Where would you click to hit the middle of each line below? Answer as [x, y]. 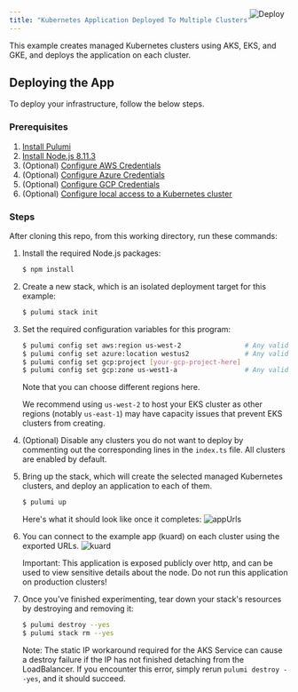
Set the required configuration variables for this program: [126, 329]
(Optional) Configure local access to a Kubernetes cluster [127, 194]
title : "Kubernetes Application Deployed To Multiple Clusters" [130, 20]
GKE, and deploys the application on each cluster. [100, 55]
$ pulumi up [44, 502]
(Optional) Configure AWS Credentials [91, 165]
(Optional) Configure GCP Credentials [91, 184]
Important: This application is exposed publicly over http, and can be [147, 563]
